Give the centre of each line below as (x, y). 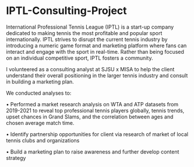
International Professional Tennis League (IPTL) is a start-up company (90, 27)
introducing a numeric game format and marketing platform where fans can (96, 46)
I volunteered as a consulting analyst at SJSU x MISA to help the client (90, 69)
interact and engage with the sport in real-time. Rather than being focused (95, 51)
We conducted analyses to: (39, 93)
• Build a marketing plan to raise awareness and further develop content (93, 152)
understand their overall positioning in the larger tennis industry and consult (97, 75)
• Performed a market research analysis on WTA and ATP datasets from (92, 104)
